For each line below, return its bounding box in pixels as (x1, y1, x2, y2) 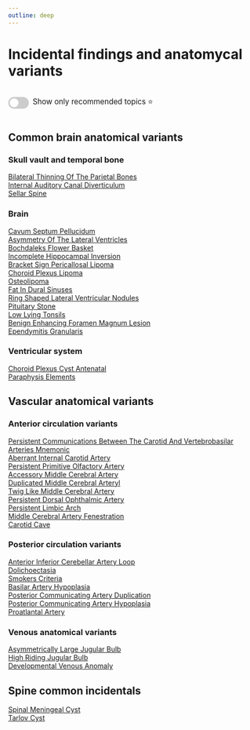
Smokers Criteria (8, 574, 63, 583)
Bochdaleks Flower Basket (8, 243, 94, 252)
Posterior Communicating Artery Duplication (8, 590, 151, 600)
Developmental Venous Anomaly (8, 661, 114, 671)
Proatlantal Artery (8, 607, 65, 616)
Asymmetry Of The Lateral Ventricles (8, 235, 128, 244)
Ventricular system (8, 346, 83, 357)
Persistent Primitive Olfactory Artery (8, 461, 125, 471)
